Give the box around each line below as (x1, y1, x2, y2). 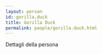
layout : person (5, 8, 43, 15)
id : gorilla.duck (5, 14, 48, 20)
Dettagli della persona (5, 41, 59, 48)
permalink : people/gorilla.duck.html (5, 25, 98, 31)
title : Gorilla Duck (5, 19, 56, 25)
